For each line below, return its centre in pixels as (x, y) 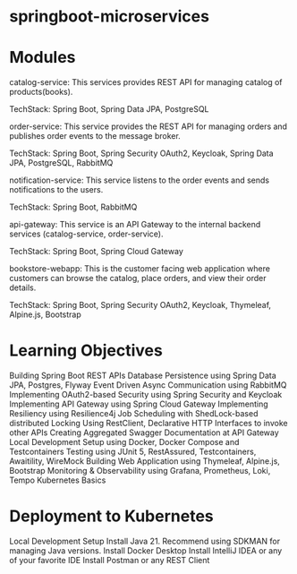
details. (23, 287)
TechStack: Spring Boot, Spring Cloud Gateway (96, 252)
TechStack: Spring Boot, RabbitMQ (73, 207)
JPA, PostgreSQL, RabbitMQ (61, 163)
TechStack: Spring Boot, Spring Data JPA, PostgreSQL (109, 109)
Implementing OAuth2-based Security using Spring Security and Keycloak (146, 395)
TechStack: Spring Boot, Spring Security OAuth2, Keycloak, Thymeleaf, (140, 305)
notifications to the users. (56, 190)
